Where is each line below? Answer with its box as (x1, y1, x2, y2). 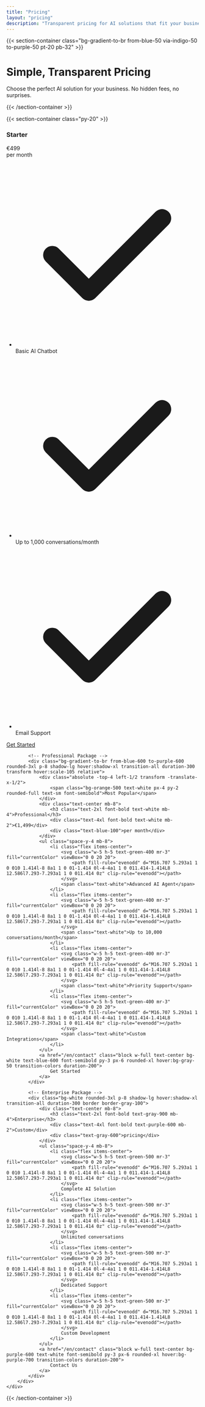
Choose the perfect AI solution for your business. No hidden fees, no (6, 85, 179, 92)
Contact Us (49, 1362, 78, 1369)
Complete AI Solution (60, 1186, 116, 1192)
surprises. (6, 92, 32, 99)
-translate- (167, 774, 198, 781)
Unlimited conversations (60, 1234, 124, 1240)
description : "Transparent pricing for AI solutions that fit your (6, 20, 182, 26)
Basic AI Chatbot (15, 347, 58, 354)
